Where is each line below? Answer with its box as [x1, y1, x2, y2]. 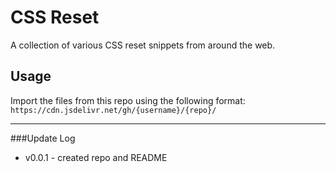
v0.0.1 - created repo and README [24, 151, 168, 163]
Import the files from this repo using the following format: [10, 94, 246, 106]
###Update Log [10, 132, 76, 144]
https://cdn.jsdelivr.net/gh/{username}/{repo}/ [10, 105, 217, 115]
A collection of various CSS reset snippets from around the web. [10, 39, 276, 51]
